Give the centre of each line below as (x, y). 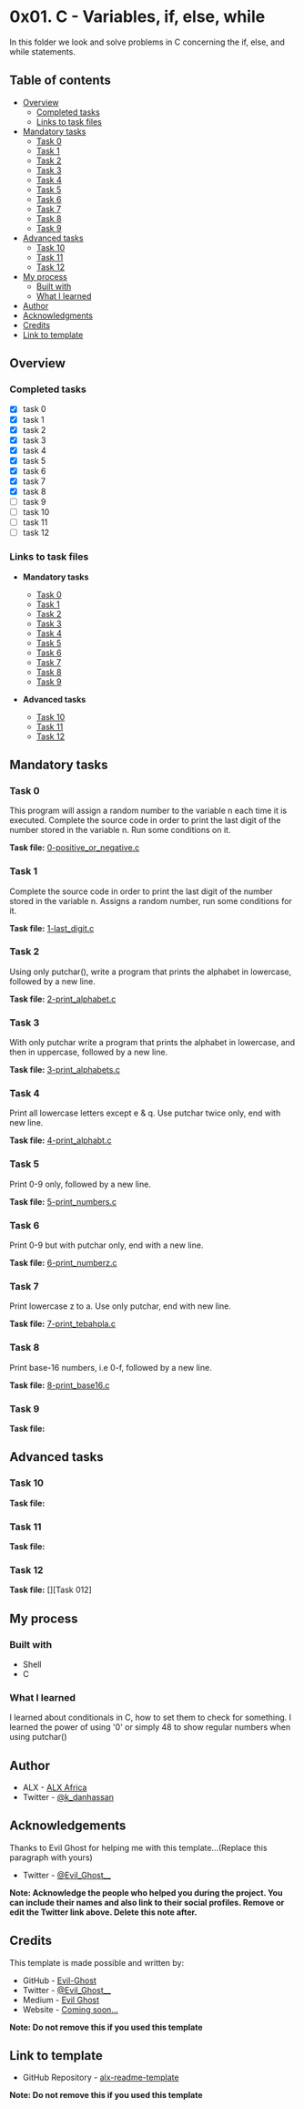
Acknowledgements (68, 1826)
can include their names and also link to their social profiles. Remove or (147, 1902)
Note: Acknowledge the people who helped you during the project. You (146, 1892)
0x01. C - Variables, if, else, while (137, 17)
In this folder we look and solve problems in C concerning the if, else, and (147, 42)
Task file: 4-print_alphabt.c (61, 1140)
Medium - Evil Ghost (61, 2000)
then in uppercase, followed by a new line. (89, 1052)
